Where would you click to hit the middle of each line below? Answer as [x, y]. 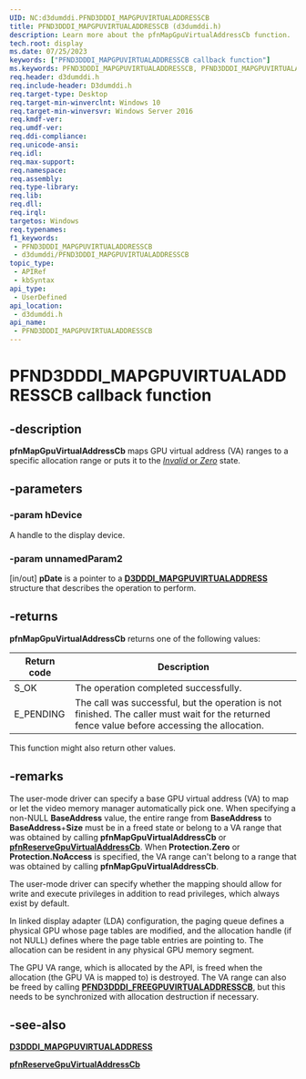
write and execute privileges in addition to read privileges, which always [145, 893]
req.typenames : [38, 229]
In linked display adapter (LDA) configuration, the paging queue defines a [147, 921]
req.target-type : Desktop [58, 94]
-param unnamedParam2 [66, 558]
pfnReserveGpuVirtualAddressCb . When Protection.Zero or [125, 847]
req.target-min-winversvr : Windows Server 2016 [102, 111]
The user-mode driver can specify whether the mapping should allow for [146, 883]
